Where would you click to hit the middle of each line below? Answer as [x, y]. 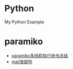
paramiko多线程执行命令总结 [40, 55]
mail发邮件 [22, 62]
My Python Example [24, 22]
